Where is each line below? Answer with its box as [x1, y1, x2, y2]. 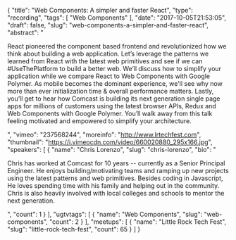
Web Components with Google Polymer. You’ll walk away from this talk [7, 109, 213, 118]
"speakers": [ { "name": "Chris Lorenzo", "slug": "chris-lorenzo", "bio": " [7, 146, 216, 153]
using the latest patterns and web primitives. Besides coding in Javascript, [7, 174, 223, 182]
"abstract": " [7, 28, 44, 37]
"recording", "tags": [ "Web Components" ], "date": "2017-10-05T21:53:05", [7, 13, 227, 22]
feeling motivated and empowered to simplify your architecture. [7, 117, 192, 125]
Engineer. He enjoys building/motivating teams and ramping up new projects [7, 167, 229, 175]
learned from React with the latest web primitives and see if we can [7, 57, 203, 65]
